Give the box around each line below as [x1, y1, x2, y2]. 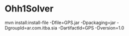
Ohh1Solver [5, 3, 54, 14]
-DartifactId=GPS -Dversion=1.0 [58, 24, 124, 30]
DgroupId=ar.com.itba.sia [5, 24, 57, 30]
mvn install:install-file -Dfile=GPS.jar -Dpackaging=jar [5, 19, 116, 25]
